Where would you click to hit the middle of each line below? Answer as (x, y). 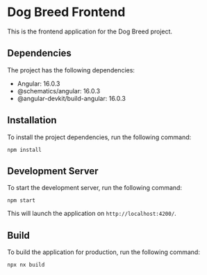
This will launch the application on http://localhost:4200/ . (92, 214)
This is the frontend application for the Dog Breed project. (90, 31)
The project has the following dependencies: (71, 70)
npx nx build (26, 265)
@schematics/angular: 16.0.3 (59, 91)
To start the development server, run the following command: (95, 188)
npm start (22, 201)
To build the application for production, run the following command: (104, 252)
